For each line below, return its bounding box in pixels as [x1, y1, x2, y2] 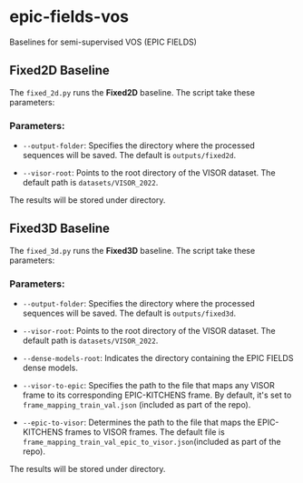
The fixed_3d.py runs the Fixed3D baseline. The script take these [9, 245, 256, 256]
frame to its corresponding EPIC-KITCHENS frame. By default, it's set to [22, 389, 292, 401]
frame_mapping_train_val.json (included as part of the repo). [22, 399, 251, 410]
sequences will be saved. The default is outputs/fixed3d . [22, 307, 237, 319]
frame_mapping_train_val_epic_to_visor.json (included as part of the [22, 437, 281, 448]
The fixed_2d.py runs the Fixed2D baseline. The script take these [9, 86, 256, 97]
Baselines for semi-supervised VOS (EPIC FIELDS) [9, 36, 198, 47]
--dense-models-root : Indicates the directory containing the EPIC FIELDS [22, 353, 294, 364]
